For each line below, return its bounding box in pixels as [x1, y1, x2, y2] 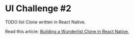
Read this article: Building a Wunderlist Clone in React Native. [5, 28, 129, 34]
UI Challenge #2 [5, 3, 72, 14]
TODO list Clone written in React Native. [5, 19, 86, 25]
